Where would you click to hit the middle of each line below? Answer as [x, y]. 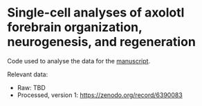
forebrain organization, [75, 27]
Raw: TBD [31, 87]
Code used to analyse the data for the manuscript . [79, 61]
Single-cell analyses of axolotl [96, 13]
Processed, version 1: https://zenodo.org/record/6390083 [100, 95]
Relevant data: [28, 74]
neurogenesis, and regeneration [101, 42]
